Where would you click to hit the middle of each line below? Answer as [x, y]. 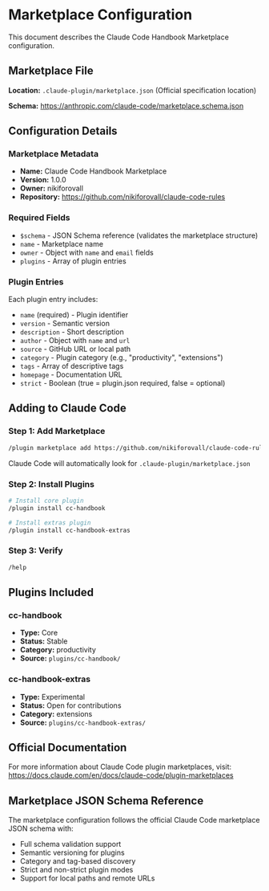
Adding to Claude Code [67, 409]
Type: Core [39, 633]
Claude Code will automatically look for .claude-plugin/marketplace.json [129, 463]
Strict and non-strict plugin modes [76, 870]
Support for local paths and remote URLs [87, 878]
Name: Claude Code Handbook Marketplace [93, 171]
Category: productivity [58, 650]
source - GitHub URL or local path [75, 349]
